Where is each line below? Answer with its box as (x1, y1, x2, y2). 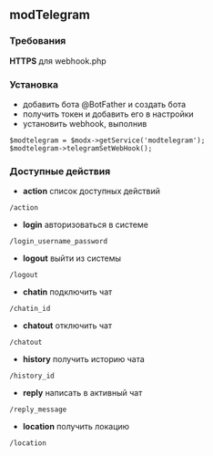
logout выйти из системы (22, 253, 121, 264)
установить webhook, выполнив (22, 118, 147, 129)
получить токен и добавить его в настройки (22, 109, 194, 119)
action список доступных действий (22, 186, 161, 197)
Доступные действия (9, 164, 111, 177)
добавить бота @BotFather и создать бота (22, 98, 187, 109)
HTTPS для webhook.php (9, 55, 106, 67)
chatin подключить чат (22, 286, 113, 297)
